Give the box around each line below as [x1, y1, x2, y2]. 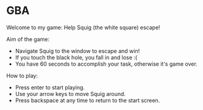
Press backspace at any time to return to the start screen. [15, 97, 160, 104]
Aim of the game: [6, 35, 50, 43]
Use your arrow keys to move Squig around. [15, 90, 126, 97]
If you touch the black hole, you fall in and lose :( [15, 53, 138, 61]
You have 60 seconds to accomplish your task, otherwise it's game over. [15, 60, 198, 67]
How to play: [6, 72, 38, 79]
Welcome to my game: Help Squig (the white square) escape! [6, 24, 160, 31]
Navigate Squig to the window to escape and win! [15, 47, 140, 55]
